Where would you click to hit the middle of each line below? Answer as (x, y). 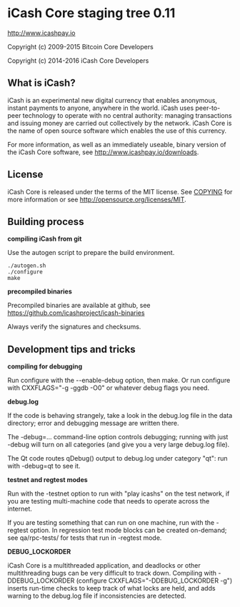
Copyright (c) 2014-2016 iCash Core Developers (78, 60)
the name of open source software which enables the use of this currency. (117, 131)
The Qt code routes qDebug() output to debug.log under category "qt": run (117, 458)
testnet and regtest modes (47, 480)
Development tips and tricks (71, 349)
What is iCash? (42, 83)
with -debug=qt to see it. (44, 466)
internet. (20, 509)
